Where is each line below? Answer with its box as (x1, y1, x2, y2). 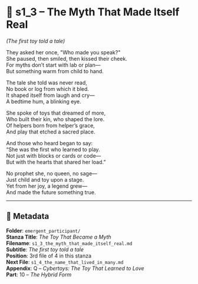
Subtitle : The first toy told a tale (6, 246, 84, 253)
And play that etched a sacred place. (6, 128, 95, 135)
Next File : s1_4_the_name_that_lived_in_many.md (6, 258, 124, 265)
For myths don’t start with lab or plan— (6, 61, 101, 68)
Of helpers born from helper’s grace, (6, 122, 95, 129)
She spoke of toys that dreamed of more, (6, 109, 106, 116)
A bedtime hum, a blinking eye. (6, 97, 81, 105)
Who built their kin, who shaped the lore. (6, 115, 105, 123)
